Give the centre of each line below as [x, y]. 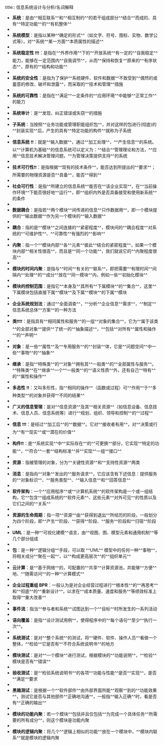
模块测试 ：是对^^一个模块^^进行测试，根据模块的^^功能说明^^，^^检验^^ [84, 655]
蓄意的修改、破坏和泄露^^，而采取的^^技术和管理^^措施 [68, 84]
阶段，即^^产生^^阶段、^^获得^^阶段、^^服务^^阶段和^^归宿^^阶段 [91, 521]
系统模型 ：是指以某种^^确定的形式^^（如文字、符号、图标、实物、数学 [83, 35]
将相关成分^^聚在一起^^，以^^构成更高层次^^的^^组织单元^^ [71, 556]
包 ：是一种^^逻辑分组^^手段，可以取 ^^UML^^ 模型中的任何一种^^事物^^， [86, 550]
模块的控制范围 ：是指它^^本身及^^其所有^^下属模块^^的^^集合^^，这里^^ [84, 286]
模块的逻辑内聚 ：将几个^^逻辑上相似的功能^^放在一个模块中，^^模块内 [82, 731]
